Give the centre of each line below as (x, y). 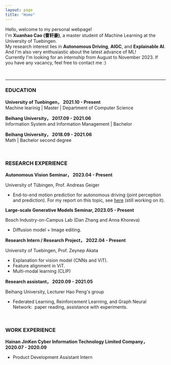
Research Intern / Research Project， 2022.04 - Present (66, 240)
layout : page (19, 10)
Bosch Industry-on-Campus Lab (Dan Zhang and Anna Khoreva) (73, 220)
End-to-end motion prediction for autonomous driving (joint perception (87, 195)
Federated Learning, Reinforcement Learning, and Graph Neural (79, 302)
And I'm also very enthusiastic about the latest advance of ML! (71, 52)
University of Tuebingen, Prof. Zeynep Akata (52, 251)
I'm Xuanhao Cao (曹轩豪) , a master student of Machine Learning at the (81, 35)
